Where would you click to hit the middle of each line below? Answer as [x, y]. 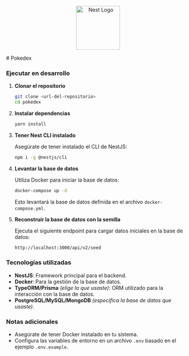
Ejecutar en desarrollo [38, 73]
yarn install [30, 124]
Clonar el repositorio [40, 86]
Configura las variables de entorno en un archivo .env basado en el [95, 341]
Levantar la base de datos [46, 168]
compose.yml [29, 208]
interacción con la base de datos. [55, 294]
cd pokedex [28, 102]
